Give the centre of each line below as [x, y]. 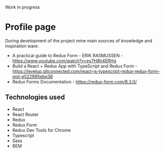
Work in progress [23, 7]
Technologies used [35, 97]
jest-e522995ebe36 [33, 76]
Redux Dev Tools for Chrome [42, 130]
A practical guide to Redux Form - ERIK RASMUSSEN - [67, 55]
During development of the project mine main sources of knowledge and [79, 40]
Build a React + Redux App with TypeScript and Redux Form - [75, 66]
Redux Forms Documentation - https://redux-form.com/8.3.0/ [74, 81]
